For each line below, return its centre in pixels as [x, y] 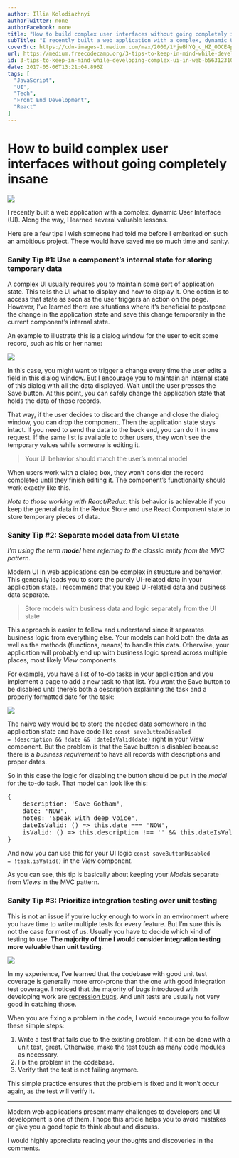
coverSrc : [22, 47]
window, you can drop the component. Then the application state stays [111, 422]
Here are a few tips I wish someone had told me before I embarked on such [118, 233]
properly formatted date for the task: [61, 697]
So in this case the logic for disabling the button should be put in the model [117, 776]
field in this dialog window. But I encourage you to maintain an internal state [118, 378]
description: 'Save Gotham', [73, 804]
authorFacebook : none [39, 27]
